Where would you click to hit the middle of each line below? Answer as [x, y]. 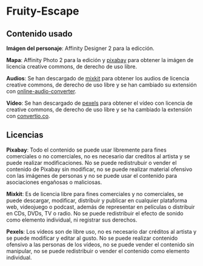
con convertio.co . [28, 116]
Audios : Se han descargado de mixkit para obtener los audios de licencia [98, 78]
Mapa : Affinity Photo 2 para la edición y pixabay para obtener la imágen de [100, 60]
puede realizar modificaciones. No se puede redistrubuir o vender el [92, 163]
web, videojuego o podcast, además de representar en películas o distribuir [101, 207]
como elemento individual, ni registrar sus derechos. [72, 220]
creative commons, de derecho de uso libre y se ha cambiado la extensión [99, 110]
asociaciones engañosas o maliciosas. [54, 182]
